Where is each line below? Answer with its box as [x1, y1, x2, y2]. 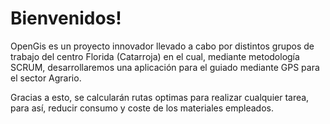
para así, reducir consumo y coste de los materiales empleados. [10, 102, 274, 114]
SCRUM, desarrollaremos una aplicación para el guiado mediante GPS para [10, 61, 320, 73]
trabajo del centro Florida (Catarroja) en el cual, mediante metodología [10, 50, 300, 62]
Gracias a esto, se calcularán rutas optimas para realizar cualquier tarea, [10, 91, 310, 103]
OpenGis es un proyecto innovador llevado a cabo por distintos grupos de [10, 40, 315, 52]
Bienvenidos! [10, 7, 122, 30]
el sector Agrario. [10, 72, 82, 84]
